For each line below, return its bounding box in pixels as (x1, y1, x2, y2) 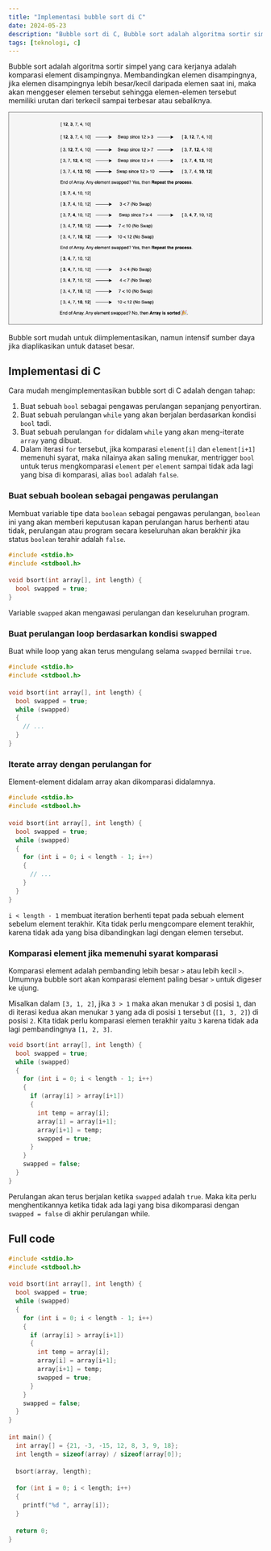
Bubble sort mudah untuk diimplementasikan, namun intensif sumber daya (8, 332, 256, 342)
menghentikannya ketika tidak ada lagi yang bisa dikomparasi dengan (8, 1200, 240, 1210)
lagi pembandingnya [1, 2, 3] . (8, 1024, 113, 1034)
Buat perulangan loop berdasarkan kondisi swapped (8, 627, 218, 639)
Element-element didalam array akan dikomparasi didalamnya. (8, 777, 215, 786)
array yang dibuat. (19, 436, 82, 445)
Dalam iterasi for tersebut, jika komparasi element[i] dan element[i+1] (19, 444, 256, 454)
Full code (8, 1232, 56, 1246)
